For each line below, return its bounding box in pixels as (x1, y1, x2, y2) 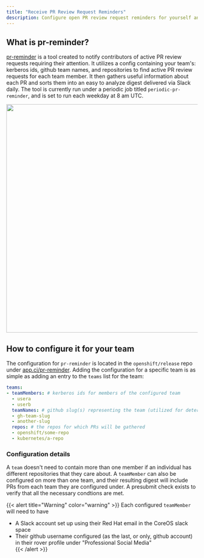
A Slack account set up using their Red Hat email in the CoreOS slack (15, 520, 188, 527)
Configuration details (6, 450, 71, 458)
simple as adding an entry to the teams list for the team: (6, 373, 144, 380)
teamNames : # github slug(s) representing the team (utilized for (12, 407, 183, 413)
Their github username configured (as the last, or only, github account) (15, 532, 193, 540)
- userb (12, 401, 32, 408)
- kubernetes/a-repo (12, 436, 64, 442)
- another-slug (12, 418, 50, 425)
